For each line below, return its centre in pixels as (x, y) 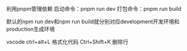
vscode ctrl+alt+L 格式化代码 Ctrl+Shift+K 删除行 (67, 42)
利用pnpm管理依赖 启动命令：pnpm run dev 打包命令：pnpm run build (94, 9)
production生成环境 (31, 29)
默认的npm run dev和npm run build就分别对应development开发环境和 (93, 22)
